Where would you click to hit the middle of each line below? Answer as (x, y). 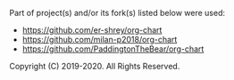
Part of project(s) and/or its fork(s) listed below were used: (117, 13)
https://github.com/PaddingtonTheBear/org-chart (113, 49)
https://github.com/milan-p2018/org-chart (100, 40)
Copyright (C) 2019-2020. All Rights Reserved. (95, 66)
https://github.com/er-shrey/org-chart (92, 30)
